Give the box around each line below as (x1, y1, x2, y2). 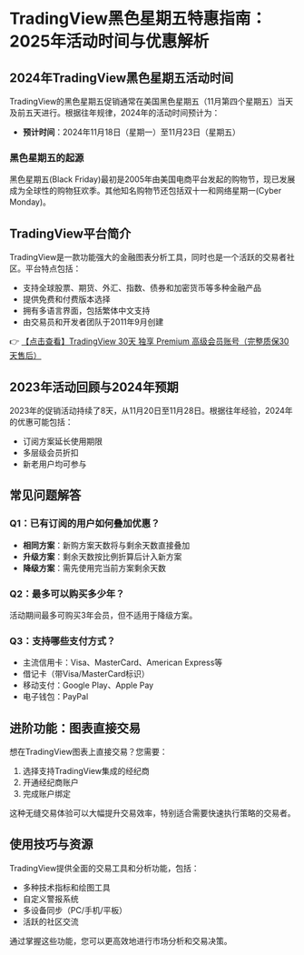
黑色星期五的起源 (9, 151, 84, 164)
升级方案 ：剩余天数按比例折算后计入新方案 (22, 551, 182, 562)
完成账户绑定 (22, 789, 71, 799)
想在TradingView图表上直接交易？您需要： (9, 747, 168, 758)
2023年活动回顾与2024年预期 (9, 379, 179, 395)
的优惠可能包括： (9, 416, 74, 427)
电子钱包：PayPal (22, 691, 89, 702)
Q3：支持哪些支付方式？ (9, 634, 116, 647)
